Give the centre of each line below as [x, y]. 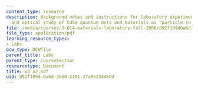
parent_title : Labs [30, 55]
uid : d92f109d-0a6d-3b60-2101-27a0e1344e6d [60, 77]
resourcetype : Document [35, 66]
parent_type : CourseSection [41, 60]
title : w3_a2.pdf [27, 71]
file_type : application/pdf [41, 33]
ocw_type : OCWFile [29, 50]
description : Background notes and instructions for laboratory [87, 17]
